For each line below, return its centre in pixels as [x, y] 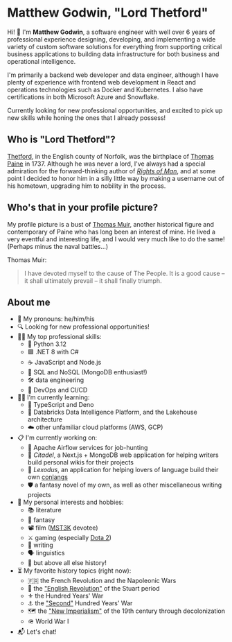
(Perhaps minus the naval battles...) [58, 246]
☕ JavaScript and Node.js [64, 363]
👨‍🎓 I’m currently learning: [53, 397]
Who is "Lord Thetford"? [61, 140]
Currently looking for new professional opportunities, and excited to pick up [115, 110]
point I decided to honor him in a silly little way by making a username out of [116, 178]
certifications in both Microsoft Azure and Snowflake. [83, 97]
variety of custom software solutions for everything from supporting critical [115, 46]
